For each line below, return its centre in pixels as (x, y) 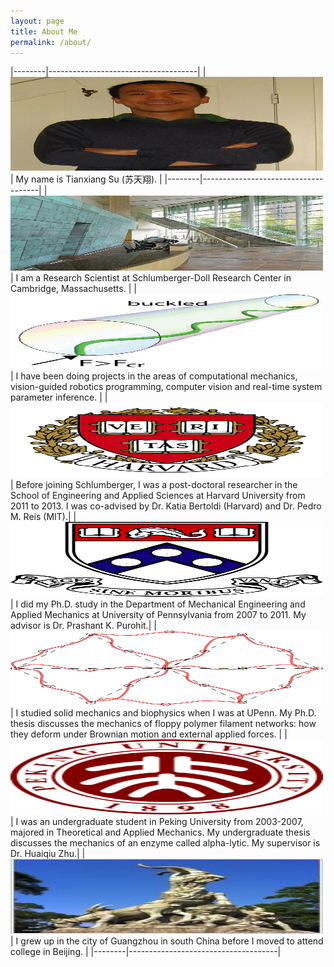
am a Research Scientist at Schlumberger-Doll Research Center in (156, 278)
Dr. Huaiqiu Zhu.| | (48, 854)
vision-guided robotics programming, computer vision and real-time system (166, 387)
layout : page (37, 21)
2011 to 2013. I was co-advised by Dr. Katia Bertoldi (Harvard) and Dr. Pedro (166, 506)
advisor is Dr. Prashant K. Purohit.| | (83, 626)
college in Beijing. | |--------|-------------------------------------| (146, 952)
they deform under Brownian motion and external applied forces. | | (149, 734)
